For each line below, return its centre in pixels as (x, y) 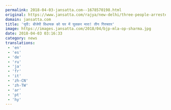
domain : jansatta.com (28, 19)
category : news (21, 39)
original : (16, 15)
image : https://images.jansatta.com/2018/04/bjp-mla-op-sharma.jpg (78, 29)
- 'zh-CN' (18, 81)
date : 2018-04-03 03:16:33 (34, 33)
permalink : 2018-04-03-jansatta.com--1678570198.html (64, 10)
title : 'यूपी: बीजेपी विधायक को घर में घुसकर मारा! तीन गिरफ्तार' (60, 24)
